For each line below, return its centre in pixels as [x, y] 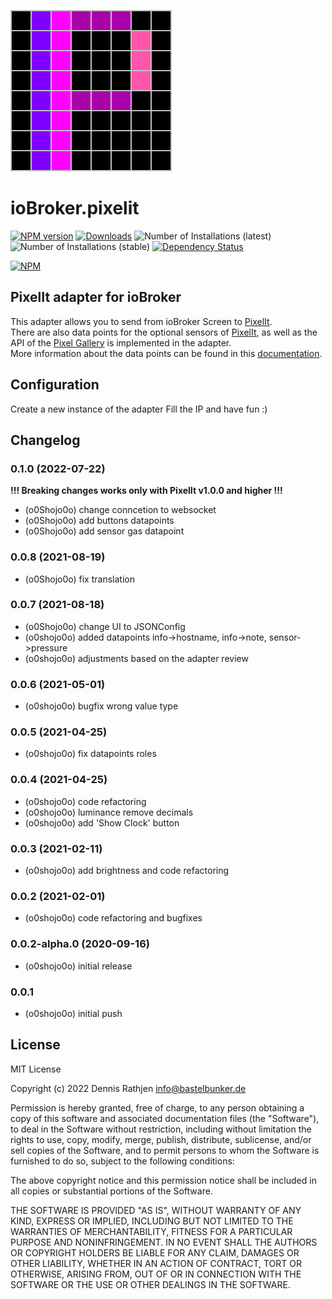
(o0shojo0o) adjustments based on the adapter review [136, 658]
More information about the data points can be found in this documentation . [166, 353]
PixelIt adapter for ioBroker [96, 297]
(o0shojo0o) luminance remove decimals [109, 812]
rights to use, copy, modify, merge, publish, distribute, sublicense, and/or [161, 1139]
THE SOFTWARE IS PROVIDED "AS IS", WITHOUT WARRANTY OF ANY [156, 1210]
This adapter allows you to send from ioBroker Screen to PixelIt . [141, 321]
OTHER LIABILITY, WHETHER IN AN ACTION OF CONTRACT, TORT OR [156, 1263]
